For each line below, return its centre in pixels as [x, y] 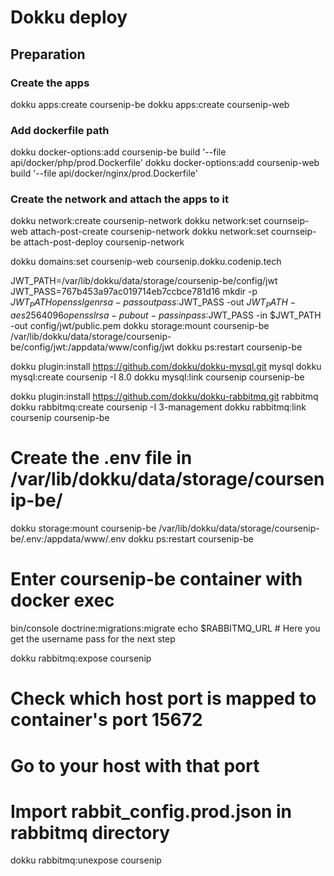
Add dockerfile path [60, 130]
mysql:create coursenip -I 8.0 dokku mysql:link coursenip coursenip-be [157, 377]
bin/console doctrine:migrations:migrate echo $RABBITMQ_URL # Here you [165, 628]
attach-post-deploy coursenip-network [104, 242]
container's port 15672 [106, 720]
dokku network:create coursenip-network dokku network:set [136, 221]
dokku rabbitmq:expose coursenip [81, 658]
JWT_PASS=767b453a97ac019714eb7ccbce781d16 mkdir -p [134, 292]
